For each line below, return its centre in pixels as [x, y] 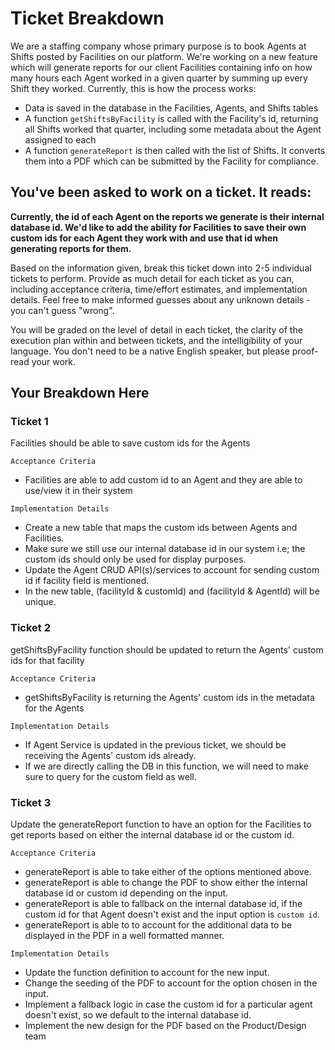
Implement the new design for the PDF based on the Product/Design [165, 1026]
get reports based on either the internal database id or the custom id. [152, 835]
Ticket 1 [29, 422]
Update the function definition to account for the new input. [147, 973]
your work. [53, 361]
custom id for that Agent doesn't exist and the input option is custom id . [172, 914]
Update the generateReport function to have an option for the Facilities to [161, 824]
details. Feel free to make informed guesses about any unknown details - [160, 299]
